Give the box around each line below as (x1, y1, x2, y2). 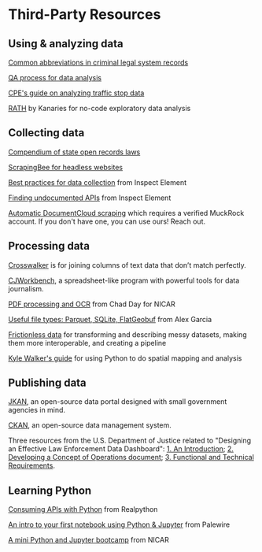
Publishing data (8, 376, 87, 390)
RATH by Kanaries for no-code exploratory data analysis (8, 104, 191, 113)
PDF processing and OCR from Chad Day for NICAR (8, 299, 175, 309)
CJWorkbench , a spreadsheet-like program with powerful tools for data (8, 276, 240, 285)
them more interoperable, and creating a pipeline (8, 338, 167, 347)
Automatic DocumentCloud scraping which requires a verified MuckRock (8, 208, 245, 217)
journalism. (8, 283, 45, 293)
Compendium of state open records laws (8, 147, 141, 157)
